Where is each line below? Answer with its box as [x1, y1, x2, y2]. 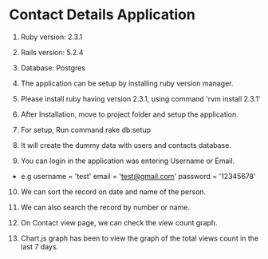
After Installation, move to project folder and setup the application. [20, 110, 238, 119]
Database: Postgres [20, 62, 86, 73]
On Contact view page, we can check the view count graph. [20, 217, 218, 227]
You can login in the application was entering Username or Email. [20, 156, 235, 165]
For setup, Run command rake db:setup [20, 125, 151, 134]
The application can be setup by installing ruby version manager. [20, 78, 234, 88]
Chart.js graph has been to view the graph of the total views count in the [20, 233, 259, 243]
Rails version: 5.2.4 [20, 47, 84, 57]
